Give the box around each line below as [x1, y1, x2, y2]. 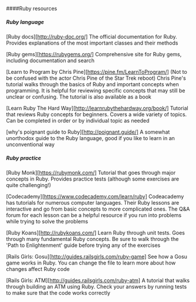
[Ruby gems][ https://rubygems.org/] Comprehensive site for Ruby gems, [6, 50, 182, 57]
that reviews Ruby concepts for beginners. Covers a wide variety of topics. [6, 111, 187, 118]
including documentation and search [6, 57, 95, 64]
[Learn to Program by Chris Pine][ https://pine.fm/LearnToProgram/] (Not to [6, 68, 188, 75]
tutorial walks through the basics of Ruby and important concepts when [6, 80, 179, 87]
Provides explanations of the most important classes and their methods [6, 39, 178, 46]
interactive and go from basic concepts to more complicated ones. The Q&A [6, 205, 190, 212]
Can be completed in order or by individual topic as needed [6, 117, 150, 124]
